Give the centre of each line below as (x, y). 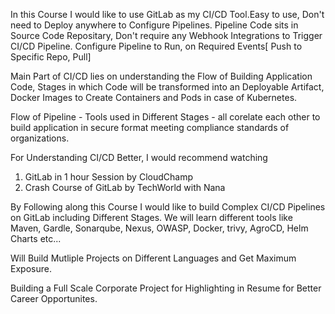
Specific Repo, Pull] (51, 57)
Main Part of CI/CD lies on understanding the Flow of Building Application (161, 76)
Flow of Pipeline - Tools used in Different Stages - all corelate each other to (165, 117)
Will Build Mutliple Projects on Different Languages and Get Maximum (153, 258)
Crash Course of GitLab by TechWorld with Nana (125, 187)
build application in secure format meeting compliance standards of (150, 127)
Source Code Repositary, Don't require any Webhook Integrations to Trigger (166, 35)
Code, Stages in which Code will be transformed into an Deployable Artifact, (167, 87)
